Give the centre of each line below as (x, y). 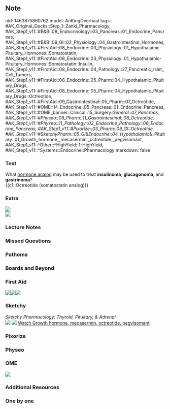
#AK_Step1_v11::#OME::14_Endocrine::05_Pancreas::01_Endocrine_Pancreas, (85, 107)
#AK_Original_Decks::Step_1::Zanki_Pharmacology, (58, 26)
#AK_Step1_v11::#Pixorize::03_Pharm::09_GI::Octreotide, (96, 129)
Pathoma (16, 255)
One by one (20, 401)
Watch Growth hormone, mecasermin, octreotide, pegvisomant (83, 323)
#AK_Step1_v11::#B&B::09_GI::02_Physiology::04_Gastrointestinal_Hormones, (85, 42)
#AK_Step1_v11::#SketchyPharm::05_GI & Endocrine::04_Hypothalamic (77, 134)
